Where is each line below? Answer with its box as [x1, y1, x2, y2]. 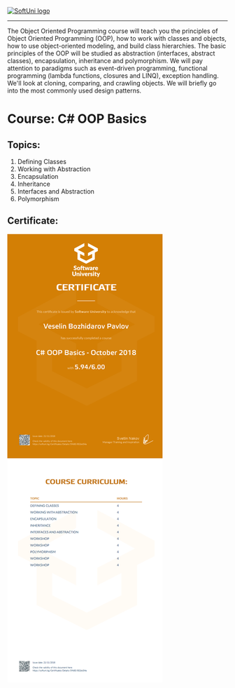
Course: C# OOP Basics [7, 111, 147, 127]
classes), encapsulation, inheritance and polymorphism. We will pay [7, 57, 203, 65]
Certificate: [7, 215, 59, 227]
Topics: [7, 139, 41, 151]
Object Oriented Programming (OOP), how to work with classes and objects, [7, 34, 227, 42]
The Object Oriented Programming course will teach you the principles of [7, 27, 218, 35]
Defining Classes [17, 158, 66, 166]
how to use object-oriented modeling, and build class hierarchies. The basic [7, 42, 227, 50]
